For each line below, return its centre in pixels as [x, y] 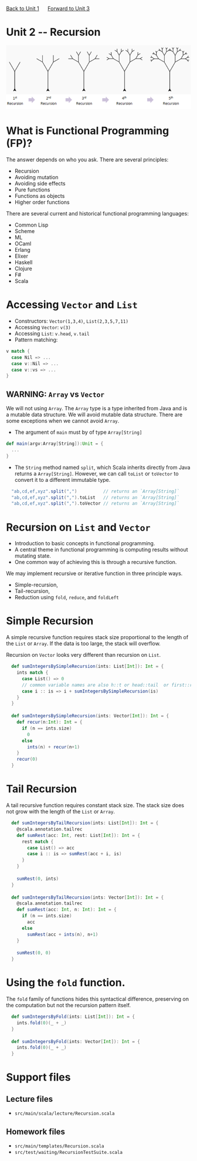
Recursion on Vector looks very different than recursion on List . [84, 655]
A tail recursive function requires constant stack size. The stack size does [95, 805]
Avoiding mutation [36, 177]
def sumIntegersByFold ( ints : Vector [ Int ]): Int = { [76, 1041]
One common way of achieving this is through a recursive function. [96, 562]
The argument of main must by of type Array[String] [78, 432]
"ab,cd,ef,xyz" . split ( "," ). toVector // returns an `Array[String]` [96, 504]
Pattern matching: [36, 339]
